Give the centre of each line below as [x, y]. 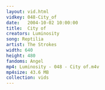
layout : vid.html [28, 12]
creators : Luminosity [33, 34]
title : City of [26, 28]
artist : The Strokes [32, 45]
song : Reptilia [25, 39]
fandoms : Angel [25, 61]
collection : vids [28, 78]
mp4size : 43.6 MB [28, 72]
